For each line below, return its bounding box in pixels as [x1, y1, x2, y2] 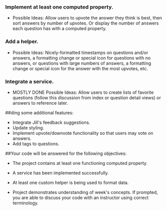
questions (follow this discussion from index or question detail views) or [12, 94, 161, 101]
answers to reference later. [12, 100, 69, 106]
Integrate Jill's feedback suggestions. [12, 119, 90, 125]
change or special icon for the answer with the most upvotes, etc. [12, 65, 148, 71]
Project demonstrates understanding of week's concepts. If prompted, [12, 189, 158, 195]
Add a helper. [5, 38, 39, 45]
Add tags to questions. [12, 140, 60, 146]
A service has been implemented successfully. [12, 169, 109, 176]
